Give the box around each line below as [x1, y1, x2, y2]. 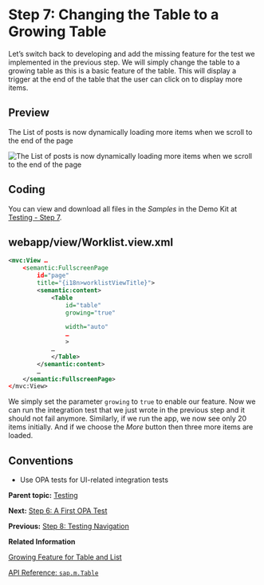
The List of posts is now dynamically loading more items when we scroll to [8, 127, 253, 136]
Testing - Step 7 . [8, 212, 62, 222]
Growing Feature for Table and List [8, 552, 122, 562]
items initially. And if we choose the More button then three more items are [8, 422, 254, 432]
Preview [8, 106, 50, 120]
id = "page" [37, 271, 69, 280]
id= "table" [65, 301, 102, 309]
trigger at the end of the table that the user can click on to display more [8, 74, 243, 84]
